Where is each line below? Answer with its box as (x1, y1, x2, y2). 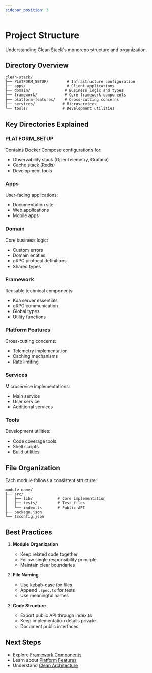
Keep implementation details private (20, 618, 96, 624)
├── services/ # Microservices (5, 102, 97, 107)
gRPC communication (12, 302, 58, 309)
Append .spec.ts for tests (20, 587, 75, 593)
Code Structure (12, 603, 46, 609)
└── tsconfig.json (5, 514, 44, 519)
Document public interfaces (20, 623, 79, 630)
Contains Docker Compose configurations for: (5, 147, 102, 153)
